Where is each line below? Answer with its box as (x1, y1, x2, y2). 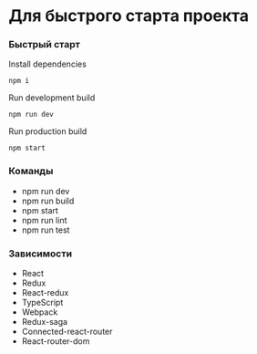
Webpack (21, 307, 58, 318)
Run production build (8, 126, 87, 137)
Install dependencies (8, 58, 87, 69)
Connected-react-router (21, 326, 113, 338)
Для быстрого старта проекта (8, 5, 250, 26)
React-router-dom (21, 336, 90, 347)
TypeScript (21, 297, 64, 308)
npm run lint (21, 214, 67, 225)
